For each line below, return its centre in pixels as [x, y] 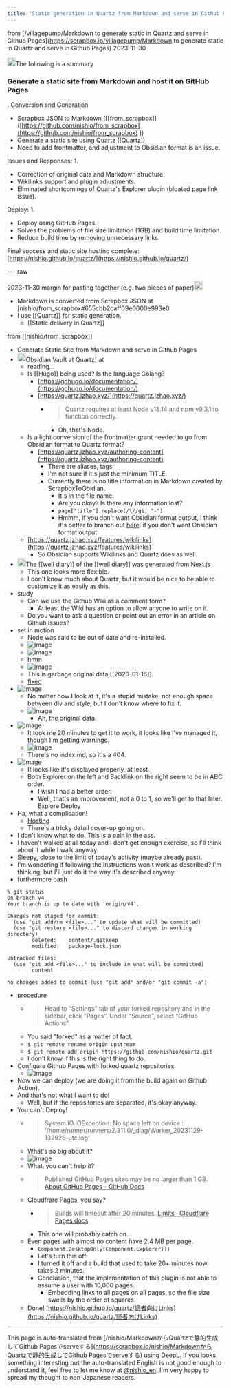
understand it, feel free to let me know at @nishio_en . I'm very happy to [108, 1370]
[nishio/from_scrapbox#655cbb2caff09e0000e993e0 [93, 308]
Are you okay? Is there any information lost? [120, 503]
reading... [41, 367]
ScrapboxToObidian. [77, 489]
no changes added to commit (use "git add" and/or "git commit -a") [107, 982]
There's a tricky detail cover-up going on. [86, 827]
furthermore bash [42, 879]
